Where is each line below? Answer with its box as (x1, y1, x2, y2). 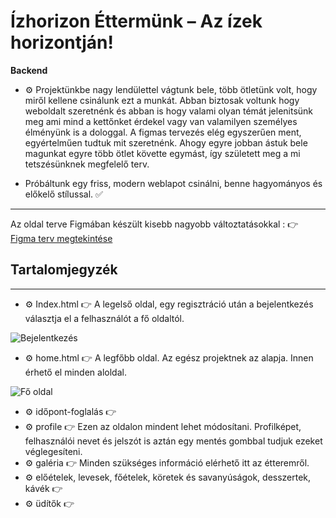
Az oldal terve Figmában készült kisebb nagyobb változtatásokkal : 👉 (10, 218, 299, 230)
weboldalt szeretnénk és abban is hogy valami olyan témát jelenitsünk (24, 105, 314, 117)
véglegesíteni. (24, 445, 83, 457)
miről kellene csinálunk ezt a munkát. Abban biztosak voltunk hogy (24, 94, 300, 106)
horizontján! (10, 31, 114, 54)
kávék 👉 (24, 482, 63, 494)
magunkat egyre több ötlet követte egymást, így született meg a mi (24, 147, 301, 159)
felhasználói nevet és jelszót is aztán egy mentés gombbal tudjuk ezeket (24, 435, 323, 447)
